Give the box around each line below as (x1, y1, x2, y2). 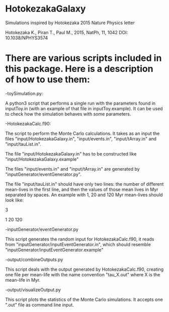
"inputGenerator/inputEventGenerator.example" (5, 247, 104, 253)
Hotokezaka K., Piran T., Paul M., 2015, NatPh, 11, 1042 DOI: (5, 29, 128, 35)
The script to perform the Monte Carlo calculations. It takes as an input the (5, 130, 160, 136)
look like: (5, 197, 24, 203)
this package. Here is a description (5, 63, 153, 74)
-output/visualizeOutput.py (5, 286, 61, 292)
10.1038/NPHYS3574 (5, 35, 48, 41)
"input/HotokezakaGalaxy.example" (5, 156, 79, 162)
